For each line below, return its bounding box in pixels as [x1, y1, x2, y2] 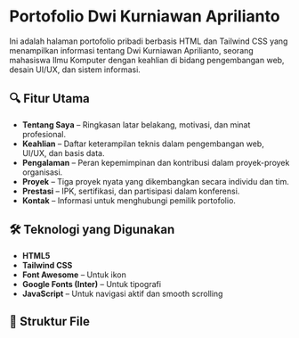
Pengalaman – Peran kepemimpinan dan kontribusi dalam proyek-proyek [21, 157, 290, 168]
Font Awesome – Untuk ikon [21, 269, 126, 280]
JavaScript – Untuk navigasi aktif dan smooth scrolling [21, 288, 223, 299]
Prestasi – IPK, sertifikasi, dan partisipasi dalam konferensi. [21, 185, 240, 196]
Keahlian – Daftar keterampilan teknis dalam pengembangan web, [21, 138, 264, 149]
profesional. [21, 128, 67, 139]
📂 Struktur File [9, 314, 91, 329]
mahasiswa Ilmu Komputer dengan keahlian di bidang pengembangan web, [9, 54, 285, 65]
